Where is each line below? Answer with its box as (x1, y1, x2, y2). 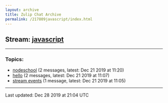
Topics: (5, 56, 24, 63)
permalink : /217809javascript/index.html (5, 16, 93, 21)
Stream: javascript (5, 35, 64, 43)
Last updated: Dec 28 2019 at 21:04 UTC (5, 92, 89, 98)
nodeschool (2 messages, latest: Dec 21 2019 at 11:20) (12, 67, 124, 73)
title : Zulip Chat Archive (5, 12, 61, 17)
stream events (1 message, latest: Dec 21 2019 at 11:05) (12, 78, 126, 84)
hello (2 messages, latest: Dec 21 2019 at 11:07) (12, 72, 110, 78)
